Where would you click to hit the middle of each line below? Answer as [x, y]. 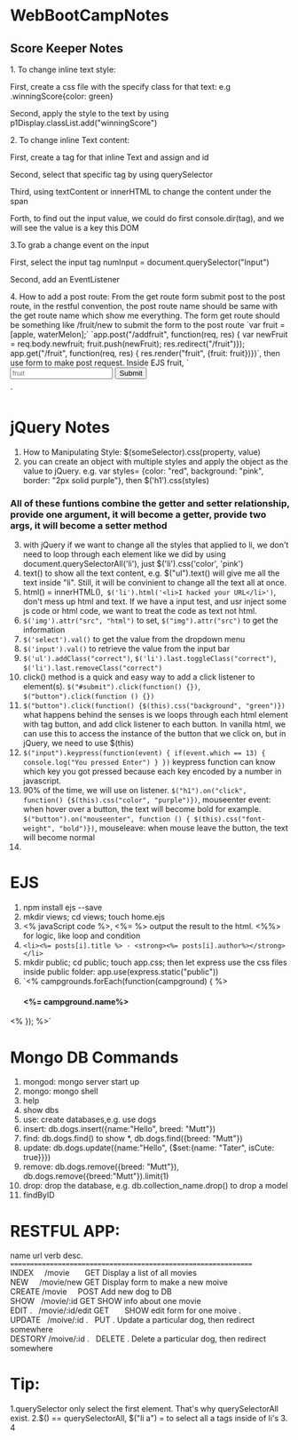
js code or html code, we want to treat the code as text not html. [140, 611]
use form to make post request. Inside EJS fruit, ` [100, 362]
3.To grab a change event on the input [80, 245]
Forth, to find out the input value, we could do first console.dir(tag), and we [147, 218]
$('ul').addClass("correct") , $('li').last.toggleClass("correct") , [149, 658]
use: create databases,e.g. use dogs [90, 1119]
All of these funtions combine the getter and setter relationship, [150, 503]
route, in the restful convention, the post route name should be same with [144, 306]
